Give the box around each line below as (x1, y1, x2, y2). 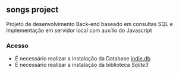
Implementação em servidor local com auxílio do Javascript (6, 27, 153, 34)
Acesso (6, 41, 29, 50)
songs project (6, 5, 59, 15)
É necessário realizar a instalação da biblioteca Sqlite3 (14, 62, 149, 69)
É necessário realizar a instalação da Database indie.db (14, 55, 151, 62)
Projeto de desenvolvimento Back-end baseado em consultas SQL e (6, 20, 174, 27)
